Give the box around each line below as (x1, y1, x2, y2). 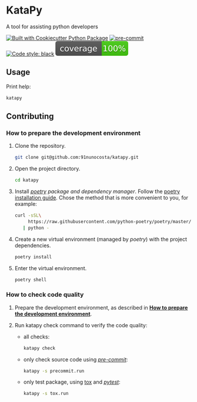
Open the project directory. (14, 165, 81, 172)
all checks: (23, 333, 50, 340)
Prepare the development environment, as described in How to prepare (14, 304, 188, 311)
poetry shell (14, 277, 47, 283)
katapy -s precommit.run (23, 368, 85, 374)
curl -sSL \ (14, 212, 42, 218)
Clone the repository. (14, 142, 66, 149)
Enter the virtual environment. (14, 264, 87, 271)
